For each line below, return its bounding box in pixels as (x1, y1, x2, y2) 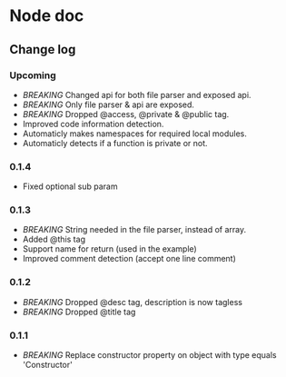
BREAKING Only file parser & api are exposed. (22, 99, 195, 110)
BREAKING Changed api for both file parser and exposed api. (22, 89, 251, 100)
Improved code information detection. (22, 118, 164, 129)
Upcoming (9, 69, 56, 82)
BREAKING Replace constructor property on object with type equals (22, 350, 277, 361)
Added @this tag (22, 233, 86, 245)
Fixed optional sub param (22, 181, 118, 192)
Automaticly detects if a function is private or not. (22, 137, 208, 148)
